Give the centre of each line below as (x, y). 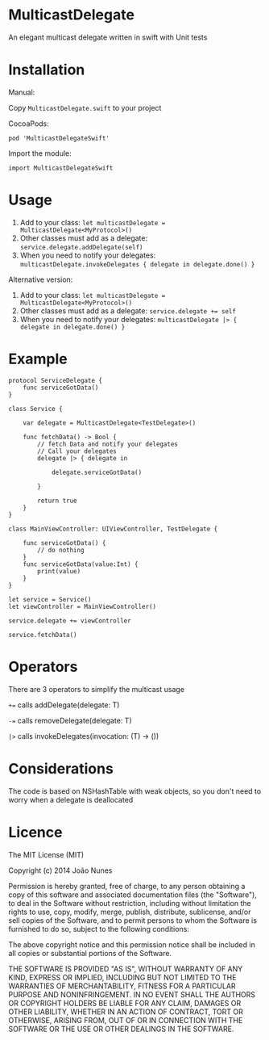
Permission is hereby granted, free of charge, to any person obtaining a (127, 886)
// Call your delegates (77, 451)
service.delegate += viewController (70, 621)
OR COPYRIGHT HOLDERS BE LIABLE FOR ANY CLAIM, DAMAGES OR (125, 1003)
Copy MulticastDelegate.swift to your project (85, 107)
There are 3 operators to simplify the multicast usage (97, 689)
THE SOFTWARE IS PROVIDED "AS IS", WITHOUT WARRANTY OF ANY (126, 969)
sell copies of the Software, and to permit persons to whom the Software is (133, 920)
